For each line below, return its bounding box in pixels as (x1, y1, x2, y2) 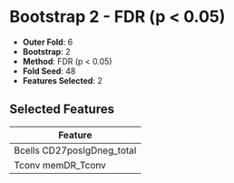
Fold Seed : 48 (22, 66, 76, 76)
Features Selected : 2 (22, 75, 102, 86)
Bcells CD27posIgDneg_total (14, 144, 137, 157)
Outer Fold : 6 (22, 36, 73, 47)
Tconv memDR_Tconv (14, 158, 106, 171)
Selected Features (9, 102, 115, 117)
